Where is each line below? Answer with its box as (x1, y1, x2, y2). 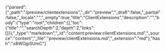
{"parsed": (5, 4, 27, 10)
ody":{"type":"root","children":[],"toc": (5, 20, 83, 25)
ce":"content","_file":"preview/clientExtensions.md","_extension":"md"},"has (5, 35, 160, 41)
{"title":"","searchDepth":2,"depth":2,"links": (5, 25, 95, 31)
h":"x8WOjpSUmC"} (5, 41, 47, 46)
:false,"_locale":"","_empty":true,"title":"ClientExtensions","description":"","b (5, 15, 160, 20)
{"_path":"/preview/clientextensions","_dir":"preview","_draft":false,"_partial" (5, 9, 161, 15)
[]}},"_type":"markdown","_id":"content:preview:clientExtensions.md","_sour (5, 30, 160, 36)
